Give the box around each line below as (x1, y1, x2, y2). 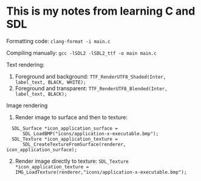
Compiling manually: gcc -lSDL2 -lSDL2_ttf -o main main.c (6, 49, 157, 56)
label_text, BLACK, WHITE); (15, 79, 86, 85)
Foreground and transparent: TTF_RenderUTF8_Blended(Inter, (15, 84, 168, 92)
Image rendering (6, 102, 48, 109)
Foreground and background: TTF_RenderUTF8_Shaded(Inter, (15, 73, 166, 80)
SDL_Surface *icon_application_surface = (12, 125, 118, 132)
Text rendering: (6, 61, 45, 68)
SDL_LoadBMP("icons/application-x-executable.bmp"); (22, 130, 159, 137)
